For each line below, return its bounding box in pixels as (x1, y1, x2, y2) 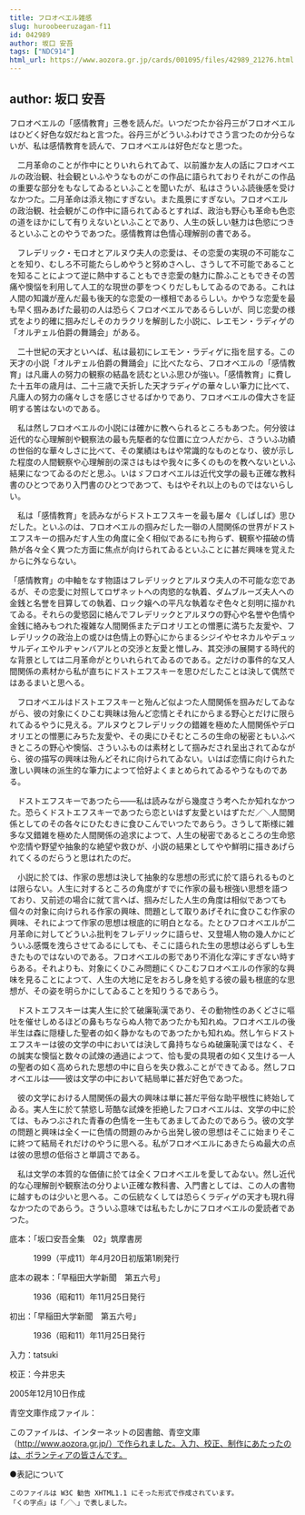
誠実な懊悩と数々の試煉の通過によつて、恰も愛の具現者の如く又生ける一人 (16, 1050, 296, 1061)
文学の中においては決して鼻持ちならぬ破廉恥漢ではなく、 (72, 1038, 288, 1049)
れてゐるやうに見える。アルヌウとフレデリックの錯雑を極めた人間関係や (9, 719, 280, 730)
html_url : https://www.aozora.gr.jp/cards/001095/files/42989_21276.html (9, 56, 295, 65)
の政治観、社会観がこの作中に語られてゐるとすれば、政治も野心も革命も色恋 (9, 205, 296, 216)
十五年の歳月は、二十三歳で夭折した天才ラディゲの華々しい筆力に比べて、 (16, 379, 295, 391)
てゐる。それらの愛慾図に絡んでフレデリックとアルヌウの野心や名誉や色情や (9, 609, 296, 620)
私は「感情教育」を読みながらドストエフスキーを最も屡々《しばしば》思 (16, 510, 288, 520)
